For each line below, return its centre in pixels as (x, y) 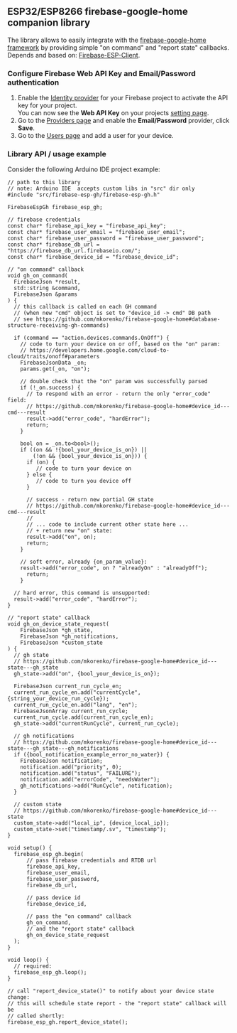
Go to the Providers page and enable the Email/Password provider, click (123, 121)
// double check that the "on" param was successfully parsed (114, 382)
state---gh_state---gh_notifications (63, 749)
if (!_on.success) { (50, 388)
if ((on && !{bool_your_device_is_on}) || (84, 450)
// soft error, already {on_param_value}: (84, 562)
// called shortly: (36, 1016)
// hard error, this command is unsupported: (82, 593)
